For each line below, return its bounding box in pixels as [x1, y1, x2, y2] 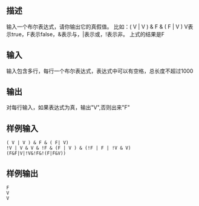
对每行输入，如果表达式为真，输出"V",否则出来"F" [6, 104, 130, 111]
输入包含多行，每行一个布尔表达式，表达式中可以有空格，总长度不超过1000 [6, 67, 194, 75]
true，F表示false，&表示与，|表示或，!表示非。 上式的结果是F [11, 30, 165, 38]
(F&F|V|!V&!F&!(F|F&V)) [6, 150, 67, 156]
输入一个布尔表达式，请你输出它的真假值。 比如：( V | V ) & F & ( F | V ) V [6, 23, 189, 30]
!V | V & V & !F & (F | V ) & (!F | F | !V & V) [6, 145, 131, 151]
